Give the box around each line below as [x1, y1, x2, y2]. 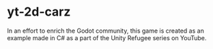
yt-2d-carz [7, 4, 71, 20]
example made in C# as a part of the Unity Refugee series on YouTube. [7, 33, 207, 42]
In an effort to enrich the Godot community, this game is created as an [7, 27, 205, 35]
